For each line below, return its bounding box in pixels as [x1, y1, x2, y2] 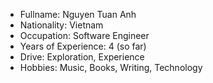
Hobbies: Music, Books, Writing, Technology [19, 62, 203, 73]
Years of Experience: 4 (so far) [19, 40, 147, 52]
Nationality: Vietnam [19, 19, 104, 31]
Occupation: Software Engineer [19, 30, 150, 41]
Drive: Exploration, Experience [19, 51, 145, 63]
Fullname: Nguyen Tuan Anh [19, 9, 137, 20]
